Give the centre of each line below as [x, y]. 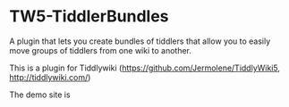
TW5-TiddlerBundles [89, 16]
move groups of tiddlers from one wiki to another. [101, 50]
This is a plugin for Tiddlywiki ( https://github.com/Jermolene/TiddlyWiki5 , [144, 68]
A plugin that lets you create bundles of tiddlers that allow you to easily [140, 41]
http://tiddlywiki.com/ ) [50, 77]
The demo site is [40, 95]
